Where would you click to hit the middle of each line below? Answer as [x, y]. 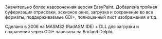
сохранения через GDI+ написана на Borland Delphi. [59, 32]
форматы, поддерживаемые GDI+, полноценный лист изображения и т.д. [81, 17]
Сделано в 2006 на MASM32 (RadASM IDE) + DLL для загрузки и [72, 26]
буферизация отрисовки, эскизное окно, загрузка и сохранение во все [79, 12]
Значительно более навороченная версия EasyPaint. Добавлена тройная [81, 7]
